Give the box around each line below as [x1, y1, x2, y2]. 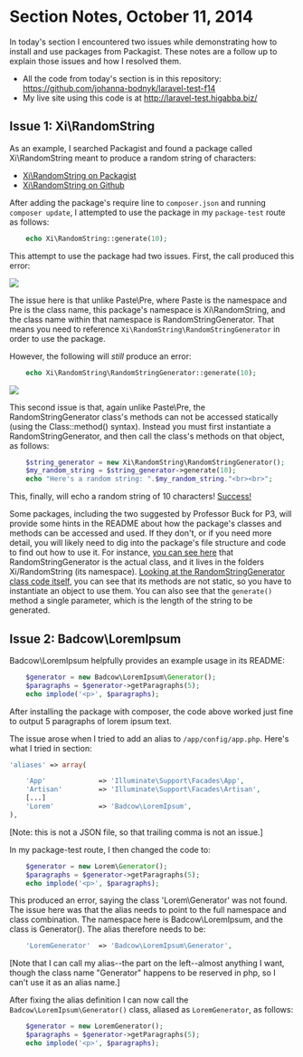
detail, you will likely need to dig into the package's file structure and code [9, 538, 287, 548]
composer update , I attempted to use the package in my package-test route [9, 207, 286, 218]
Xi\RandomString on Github [22, 179, 125, 190]
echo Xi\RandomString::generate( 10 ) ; [25, 234, 168, 243]
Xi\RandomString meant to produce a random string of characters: [9, 152, 257, 163]
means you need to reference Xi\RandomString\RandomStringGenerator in [9, 324, 280, 335]
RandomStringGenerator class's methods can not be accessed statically [9, 411, 279, 422]
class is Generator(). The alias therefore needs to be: [9, 924, 206, 935]
